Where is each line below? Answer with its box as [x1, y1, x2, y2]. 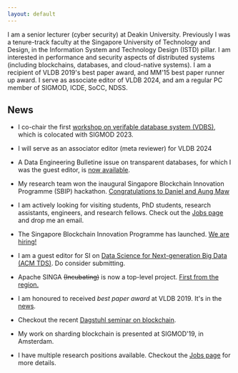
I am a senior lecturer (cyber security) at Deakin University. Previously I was [7, 30, 231, 39]
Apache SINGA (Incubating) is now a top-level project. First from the [17, 273, 219, 282]
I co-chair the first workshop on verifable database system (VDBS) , [17, 123, 216, 131]
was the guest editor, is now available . [17, 166, 131, 174]
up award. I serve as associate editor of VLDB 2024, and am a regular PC [7, 76, 223, 84]
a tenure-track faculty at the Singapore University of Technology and [7, 37, 211, 46]
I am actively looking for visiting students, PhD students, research [17, 201, 212, 209]
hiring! [17, 237, 37, 247]
